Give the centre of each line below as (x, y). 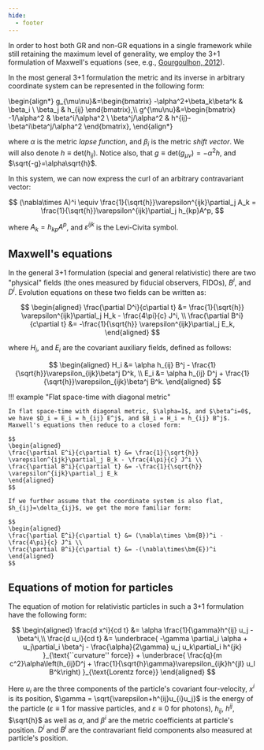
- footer (30, 23)
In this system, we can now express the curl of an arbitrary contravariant (126, 178)
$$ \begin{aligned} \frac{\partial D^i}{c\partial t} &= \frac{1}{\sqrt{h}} (132, 308)
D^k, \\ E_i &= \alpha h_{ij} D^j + (173, 373)
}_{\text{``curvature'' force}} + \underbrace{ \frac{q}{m (132, 655)
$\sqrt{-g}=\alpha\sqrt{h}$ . (52, 163)
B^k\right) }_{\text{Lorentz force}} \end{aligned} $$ (132, 672)
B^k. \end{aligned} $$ (186, 382)
